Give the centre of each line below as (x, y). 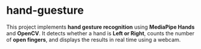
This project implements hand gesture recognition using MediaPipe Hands (100, 27)
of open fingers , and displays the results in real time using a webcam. (94, 39)
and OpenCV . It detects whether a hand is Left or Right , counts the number (100, 33)
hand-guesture (45, 10)
